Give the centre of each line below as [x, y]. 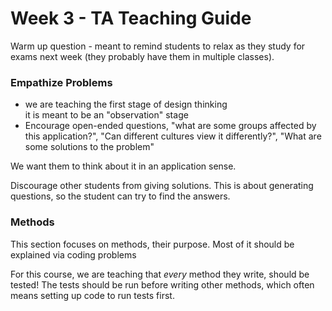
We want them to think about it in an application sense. [123, 166]
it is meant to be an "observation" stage [106, 115]
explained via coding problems [73, 254]
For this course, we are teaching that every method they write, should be [160, 274]
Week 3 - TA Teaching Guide [131, 18]
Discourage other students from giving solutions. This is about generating [162, 186]
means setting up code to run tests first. [92, 295]
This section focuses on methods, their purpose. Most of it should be [152, 244]
